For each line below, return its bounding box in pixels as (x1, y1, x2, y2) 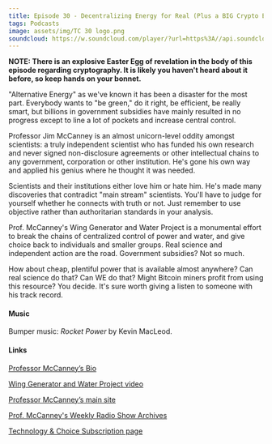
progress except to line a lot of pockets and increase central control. (8, 115, 236, 126)
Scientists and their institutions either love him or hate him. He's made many (8, 181, 261, 191)
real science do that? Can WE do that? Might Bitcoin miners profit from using (8, 273, 264, 283)
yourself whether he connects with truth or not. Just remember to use (8, 199, 241, 208)
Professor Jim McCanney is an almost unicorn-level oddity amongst (8, 131, 235, 141)
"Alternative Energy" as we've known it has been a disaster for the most (8, 90, 249, 100)
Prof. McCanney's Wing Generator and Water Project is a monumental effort (8, 223, 261, 233)
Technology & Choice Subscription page (8, 426, 143, 436)
